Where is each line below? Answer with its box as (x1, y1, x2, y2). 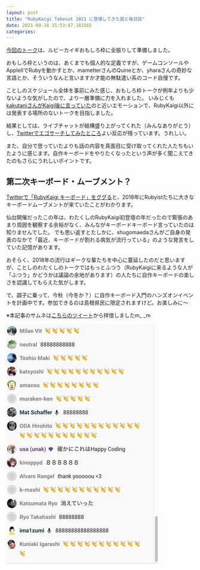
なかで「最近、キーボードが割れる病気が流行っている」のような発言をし (16, 237, 195, 244)
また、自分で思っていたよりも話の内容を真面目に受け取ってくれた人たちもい (6, 142, 194, 150)
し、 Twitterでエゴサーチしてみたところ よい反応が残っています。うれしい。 (6, 129, 190, 137)
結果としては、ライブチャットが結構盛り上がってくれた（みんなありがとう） (6, 122, 194, 129)
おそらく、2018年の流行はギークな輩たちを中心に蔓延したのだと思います (6, 256, 186, 263)
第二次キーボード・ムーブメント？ (6, 177, 131, 187)
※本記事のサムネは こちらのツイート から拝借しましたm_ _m (6, 312, 151, 319)
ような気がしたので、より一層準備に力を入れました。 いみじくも (16, 95, 175, 102)
